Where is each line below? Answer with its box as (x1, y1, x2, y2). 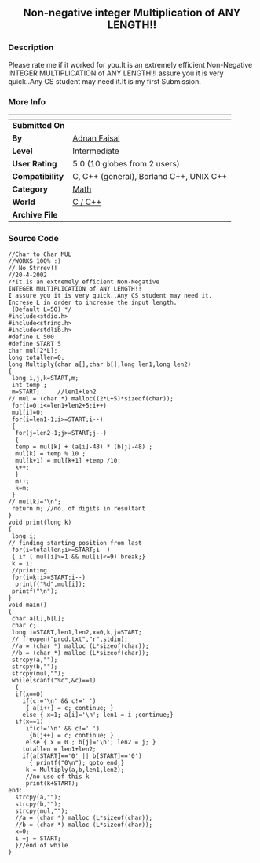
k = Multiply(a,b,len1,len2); (25, 766, 125, 774)
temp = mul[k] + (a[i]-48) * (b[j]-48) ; (15, 443, 153, 451)
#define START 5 (8, 340, 61, 348)
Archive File (12, 209, 58, 220)
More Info (8, 96, 46, 107)
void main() (8, 601, 47, 609)
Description (8, 42, 54, 53)
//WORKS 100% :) (8, 258, 61, 265)
